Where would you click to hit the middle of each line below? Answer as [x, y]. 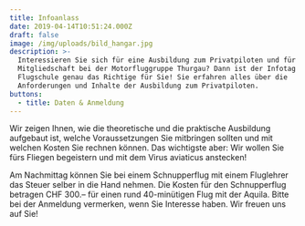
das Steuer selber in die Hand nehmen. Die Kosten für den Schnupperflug [148, 185]
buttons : [26, 94]
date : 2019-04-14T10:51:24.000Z [71, 26]
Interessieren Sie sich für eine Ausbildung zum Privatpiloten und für [157, 60]
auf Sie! [24, 214]
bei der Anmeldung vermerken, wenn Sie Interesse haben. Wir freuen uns [147, 204]
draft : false [34, 35]
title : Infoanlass [44, 18]
